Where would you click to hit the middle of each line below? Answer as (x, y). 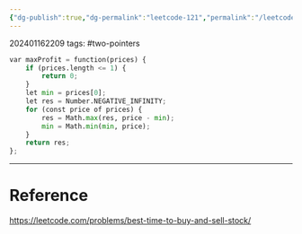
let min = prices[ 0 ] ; (66, 93)
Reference (49, 196)
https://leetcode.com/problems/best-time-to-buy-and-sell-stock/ (130, 221)
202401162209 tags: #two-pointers (75, 43)
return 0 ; (60, 76)
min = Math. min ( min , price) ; (96, 126)
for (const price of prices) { (84, 109)
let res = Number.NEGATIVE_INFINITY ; (96, 101)
